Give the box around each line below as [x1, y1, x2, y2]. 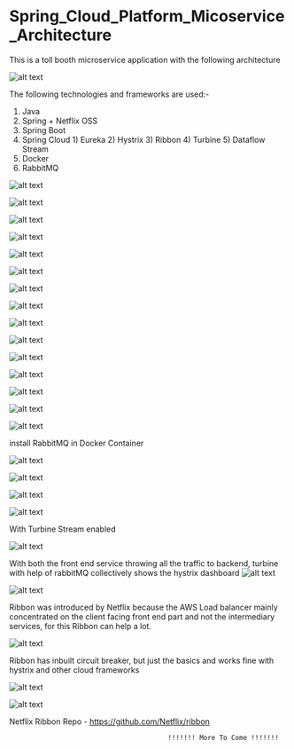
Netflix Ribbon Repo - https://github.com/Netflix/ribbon [9, 716, 211, 727]
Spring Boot [21, 124, 66, 135]
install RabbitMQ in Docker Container [9, 438, 144, 448]
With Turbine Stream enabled [9, 524, 117, 534]
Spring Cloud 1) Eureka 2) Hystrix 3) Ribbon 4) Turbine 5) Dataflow [21, 134, 266, 145]
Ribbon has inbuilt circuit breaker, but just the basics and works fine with [9, 655, 275, 666]
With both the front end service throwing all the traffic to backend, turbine [9, 557, 279, 569]
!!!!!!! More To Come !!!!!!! [167, 733, 279, 742]
